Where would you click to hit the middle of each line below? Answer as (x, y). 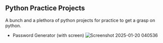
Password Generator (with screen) (48, 35)
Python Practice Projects (45, 8)
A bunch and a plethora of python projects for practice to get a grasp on (80, 20)
